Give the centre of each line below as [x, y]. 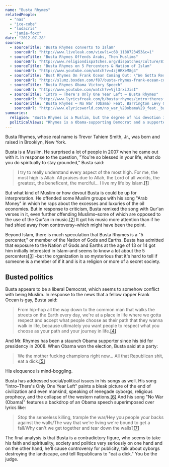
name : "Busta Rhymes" [28, 10]
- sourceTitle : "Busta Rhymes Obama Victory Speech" [66, 85]
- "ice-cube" [23, 24]
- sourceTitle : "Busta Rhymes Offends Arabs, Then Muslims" [74, 57]
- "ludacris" [23, 29]
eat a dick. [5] [31, 361]
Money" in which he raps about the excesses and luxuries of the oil [75, 203]
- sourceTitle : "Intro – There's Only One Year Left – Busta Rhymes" [84, 94]
